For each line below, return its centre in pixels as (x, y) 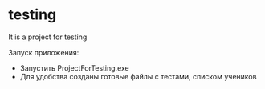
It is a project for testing (48, 37)
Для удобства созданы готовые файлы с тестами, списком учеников (138, 76)
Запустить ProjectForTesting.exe (75, 68)
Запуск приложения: (44, 52)
